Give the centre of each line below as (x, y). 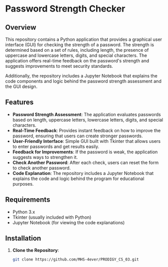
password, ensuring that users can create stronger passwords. (78, 136)
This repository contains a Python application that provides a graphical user (84, 39)
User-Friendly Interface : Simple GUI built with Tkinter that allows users (87, 141)
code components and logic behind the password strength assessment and (83, 81)
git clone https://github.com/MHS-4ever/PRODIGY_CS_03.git (76, 259)
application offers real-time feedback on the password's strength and (77, 61)
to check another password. (41, 168)
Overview (21, 27)
